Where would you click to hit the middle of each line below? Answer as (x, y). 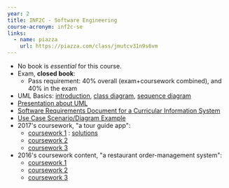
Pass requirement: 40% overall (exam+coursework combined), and (125, 81)
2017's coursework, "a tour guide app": (74, 125)
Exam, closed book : (46, 73)
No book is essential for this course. (69, 66)
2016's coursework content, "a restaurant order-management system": (120, 155)
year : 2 (19, 14)
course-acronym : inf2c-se (45, 27)
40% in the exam (53, 88)
